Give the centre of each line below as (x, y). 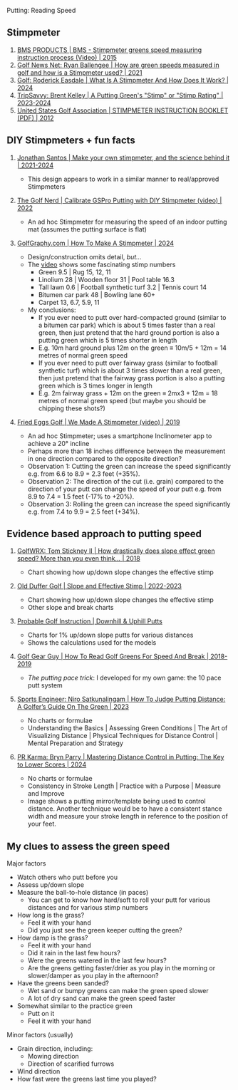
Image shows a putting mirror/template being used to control (117, 801)
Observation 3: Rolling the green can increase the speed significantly (129, 504)
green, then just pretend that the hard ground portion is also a (129, 332)
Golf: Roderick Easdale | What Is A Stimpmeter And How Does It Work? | (123, 80)
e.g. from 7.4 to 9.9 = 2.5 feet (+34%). (84, 512)
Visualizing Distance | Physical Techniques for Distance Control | (123, 736)
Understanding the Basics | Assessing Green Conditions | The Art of (128, 728)
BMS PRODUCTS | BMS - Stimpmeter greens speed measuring (109, 50)
